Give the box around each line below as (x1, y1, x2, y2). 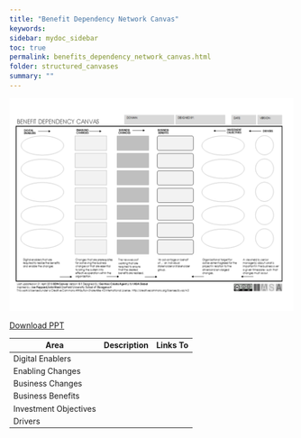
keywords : (9, 23, 47, 33)
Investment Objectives (13, 403, 96, 414)
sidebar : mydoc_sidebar (9, 33, 99, 42)
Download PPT (9, 320, 65, 331)
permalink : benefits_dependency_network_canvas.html (9, 52, 212, 62)
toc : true (9, 43, 47, 52)
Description (103, 340, 149, 351)
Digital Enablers (13, 352, 72, 364)
